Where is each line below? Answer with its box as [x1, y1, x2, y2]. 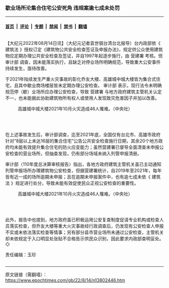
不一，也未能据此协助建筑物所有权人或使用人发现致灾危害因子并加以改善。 [5, 95, 159, 101]
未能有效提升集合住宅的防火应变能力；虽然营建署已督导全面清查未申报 [14, 144, 159, 150]
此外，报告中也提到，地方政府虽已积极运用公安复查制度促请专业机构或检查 [5, 216, 159, 222]
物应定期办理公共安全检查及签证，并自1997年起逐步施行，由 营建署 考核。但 [5, 52, 163, 59]
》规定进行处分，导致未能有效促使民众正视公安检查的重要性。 [11, 180, 139, 186]
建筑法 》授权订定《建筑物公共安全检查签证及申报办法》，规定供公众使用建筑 [5, 46, 163, 52]
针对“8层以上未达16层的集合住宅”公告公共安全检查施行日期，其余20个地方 [5, 138, 158, 144]
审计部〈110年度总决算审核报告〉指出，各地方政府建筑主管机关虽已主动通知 [5, 161, 162, 167]
